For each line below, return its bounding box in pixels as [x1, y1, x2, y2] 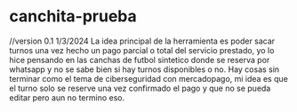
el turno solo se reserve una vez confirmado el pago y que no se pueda [9, 83, 271, 93]
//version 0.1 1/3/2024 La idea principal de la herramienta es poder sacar [9, 36, 276, 46]
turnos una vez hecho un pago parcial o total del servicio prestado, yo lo [9, 44, 275, 55]
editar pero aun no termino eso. [9, 92, 125, 103]
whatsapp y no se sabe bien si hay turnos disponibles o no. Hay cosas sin [9, 64, 280, 75]
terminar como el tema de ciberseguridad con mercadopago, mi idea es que [9, 73, 289, 84]
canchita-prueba [9, 6, 138, 27]
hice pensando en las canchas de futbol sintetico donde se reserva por [9, 54, 270, 65]
